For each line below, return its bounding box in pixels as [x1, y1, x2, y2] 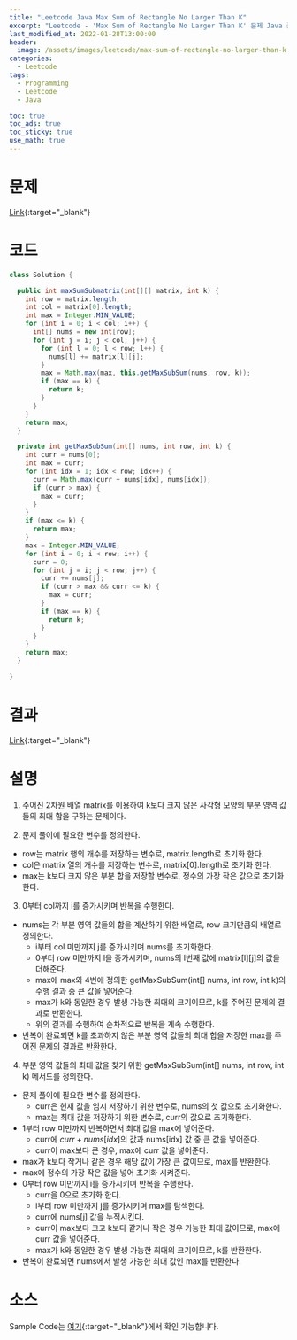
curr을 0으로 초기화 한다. [34, 1189, 122, 1200]
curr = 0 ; [32, 557, 69, 567]
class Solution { [9, 270, 73, 279]
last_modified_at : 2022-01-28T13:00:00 [9, 29, 156, 38]
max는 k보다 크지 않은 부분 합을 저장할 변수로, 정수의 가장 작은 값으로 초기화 [21, 870, 285, 881]
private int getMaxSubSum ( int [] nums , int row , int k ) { [17, 442, 232, 452]
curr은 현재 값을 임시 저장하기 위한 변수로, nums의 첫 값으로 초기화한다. [34, 1100, 283, 1112]
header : [9, 37, 38, 47]
